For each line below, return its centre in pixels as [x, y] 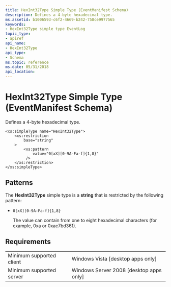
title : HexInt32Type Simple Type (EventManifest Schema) [67, 10]
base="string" [38, 140]
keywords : [16, 24]
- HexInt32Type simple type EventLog [45, 29]
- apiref [15, 39]
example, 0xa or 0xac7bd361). [44, 226]
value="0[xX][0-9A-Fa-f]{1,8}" [66, 154]
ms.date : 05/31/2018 [27, 67]
